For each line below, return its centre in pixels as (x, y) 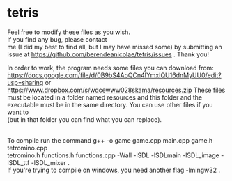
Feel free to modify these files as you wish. (69, 32)
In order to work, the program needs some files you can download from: (110, 68)
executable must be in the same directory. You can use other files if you (110, 104)
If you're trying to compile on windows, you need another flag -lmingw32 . (114, 170)
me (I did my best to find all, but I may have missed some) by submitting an (115, 47)
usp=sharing (25, 82)
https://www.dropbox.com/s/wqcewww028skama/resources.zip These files (116, 90)
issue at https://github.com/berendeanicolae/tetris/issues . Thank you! (108, 54)
